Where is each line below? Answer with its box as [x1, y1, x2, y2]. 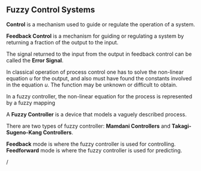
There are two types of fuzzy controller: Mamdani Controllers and [6, 122, 171, 130]
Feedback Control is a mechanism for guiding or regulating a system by [6, 32, 184, 40]
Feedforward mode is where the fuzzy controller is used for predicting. [6, 146, 182, 154]
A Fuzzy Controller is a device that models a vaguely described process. [6, 110, 187, 118]
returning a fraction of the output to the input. [6, 38, 119, 46]
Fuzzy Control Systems [6, 5, 95, 15]
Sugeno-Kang [6, 128, 42, 136]
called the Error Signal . [6, 56, 64, 64]
